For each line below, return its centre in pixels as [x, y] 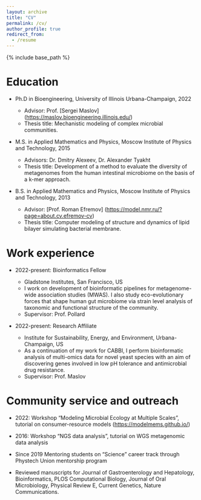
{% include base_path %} [38, 57]
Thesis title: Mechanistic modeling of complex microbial [94, 123]
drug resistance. [44, 370]
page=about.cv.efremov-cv [58, 216]
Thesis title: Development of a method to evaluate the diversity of [106, 166]
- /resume [24, 40]
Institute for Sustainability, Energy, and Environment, [89, 337]
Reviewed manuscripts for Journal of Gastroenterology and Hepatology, [105, 472]
